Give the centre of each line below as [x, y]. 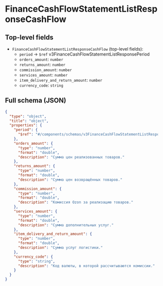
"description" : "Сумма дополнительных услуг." [66, 225]
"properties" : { [26, 125]
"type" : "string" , [36, 261]
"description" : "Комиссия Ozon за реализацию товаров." [75, 202]
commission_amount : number [46, 70]
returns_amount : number [42, 65]
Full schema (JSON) [36, 101]
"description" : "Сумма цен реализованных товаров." [71, 157]
